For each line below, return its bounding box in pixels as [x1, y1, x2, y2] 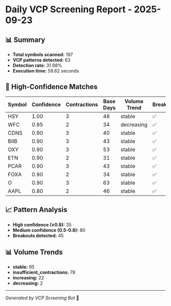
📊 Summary [5, 35, 45, 44]
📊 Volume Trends [5, 248, 63, 256]
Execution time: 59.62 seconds [12, 68, 79, 74]
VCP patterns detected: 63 [12, 57, 71, 63]
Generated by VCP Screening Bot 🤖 [5, 295, 79, 301]
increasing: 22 [12, 275, 44, 281]
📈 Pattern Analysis [5, 205, 68, 214]
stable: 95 [12, 264, 35, 270]
